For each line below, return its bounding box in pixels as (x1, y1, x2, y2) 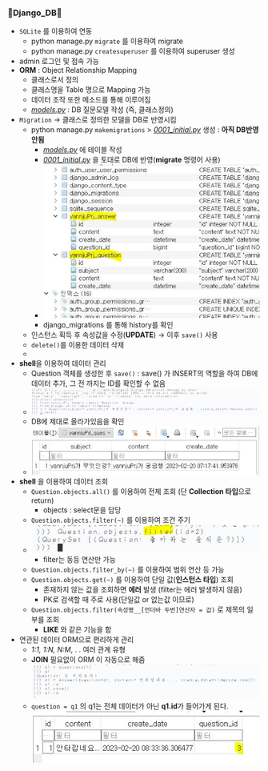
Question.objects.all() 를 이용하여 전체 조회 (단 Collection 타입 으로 (30, 487, 251, 496)
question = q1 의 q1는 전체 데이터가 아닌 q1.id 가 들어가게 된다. (30, 701, 229, 711)
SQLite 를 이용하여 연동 (18, 26, 93, 36)
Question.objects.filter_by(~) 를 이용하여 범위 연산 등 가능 (30, 564, 225, 575)
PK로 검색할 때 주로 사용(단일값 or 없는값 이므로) (42, 595, 195, 604)
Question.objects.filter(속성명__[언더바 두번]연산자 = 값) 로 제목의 (30, 604, 246, 615)
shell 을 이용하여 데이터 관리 (18, 358, 106, 367)
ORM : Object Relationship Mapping (18, 66, 138, 75)
